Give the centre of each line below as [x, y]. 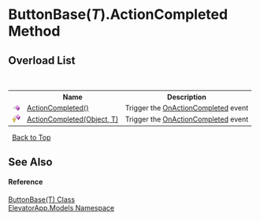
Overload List [42, 60]
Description [186, 97]
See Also [30, 162]
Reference [26, 182]
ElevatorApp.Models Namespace [61, 208]
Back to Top [31, 137]
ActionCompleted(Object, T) [73, 119]
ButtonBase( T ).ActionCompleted [118, 15]
